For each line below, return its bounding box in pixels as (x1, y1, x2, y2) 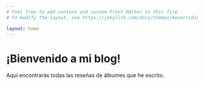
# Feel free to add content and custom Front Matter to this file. (6, 8, 181, 15)
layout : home (6, 25, 39, 32)
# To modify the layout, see (6, 15, 80, 21)
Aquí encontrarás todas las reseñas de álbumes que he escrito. (6, 72, 165, 79)
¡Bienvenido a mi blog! (6, 52, 121, 66)
